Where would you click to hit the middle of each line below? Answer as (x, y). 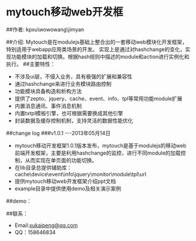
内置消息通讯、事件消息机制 (48, 106)
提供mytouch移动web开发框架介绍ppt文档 (65, 181)
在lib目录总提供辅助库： (43, 168)
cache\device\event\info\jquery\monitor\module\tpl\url (80, 174)
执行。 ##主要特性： (31, 64)
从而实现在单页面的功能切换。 (61, 160)
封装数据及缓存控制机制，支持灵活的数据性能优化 (74, 120)
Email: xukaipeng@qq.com (46, 225)
